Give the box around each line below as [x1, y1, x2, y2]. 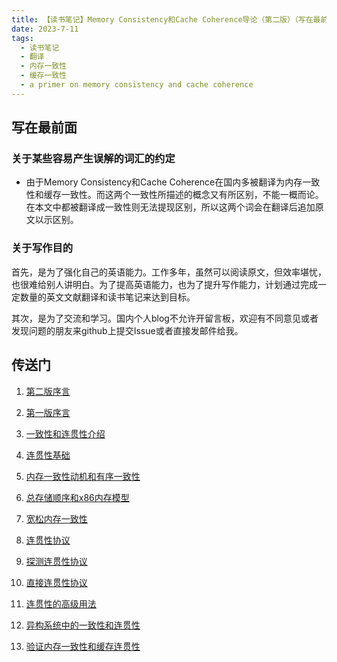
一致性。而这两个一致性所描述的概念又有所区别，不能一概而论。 [60, 189, 324, 201]
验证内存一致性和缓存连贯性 [25, 640, 141, 652]
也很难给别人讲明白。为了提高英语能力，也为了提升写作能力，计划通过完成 [11, 278, 318, 290]
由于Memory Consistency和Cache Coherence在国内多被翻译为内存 [25, 176, 303, 188]
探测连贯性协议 [25, 555, 88, 567]
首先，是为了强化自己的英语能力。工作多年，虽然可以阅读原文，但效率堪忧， [11, 266, 327, 278]
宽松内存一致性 [25, 512, 88, 525]
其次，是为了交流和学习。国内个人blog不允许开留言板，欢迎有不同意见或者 [11, 312, 319, 324]
